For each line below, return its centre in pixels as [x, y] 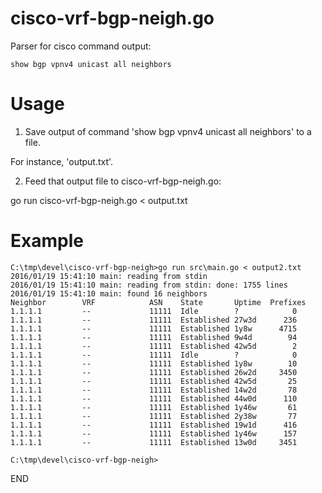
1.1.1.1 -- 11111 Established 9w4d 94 [154, 337]
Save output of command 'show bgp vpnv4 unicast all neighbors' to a [168, 131]
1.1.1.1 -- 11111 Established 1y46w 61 [154, 407]
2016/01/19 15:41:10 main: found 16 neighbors [109, 293]
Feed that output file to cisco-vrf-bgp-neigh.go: [123, 181]
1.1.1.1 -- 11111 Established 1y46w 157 [154, 433]
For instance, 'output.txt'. [62, 161]
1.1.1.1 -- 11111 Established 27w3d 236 [154, 320]
